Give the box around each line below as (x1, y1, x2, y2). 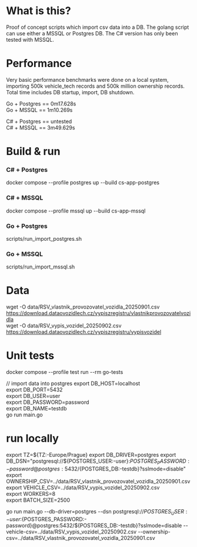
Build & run (6, 145, 61, 158)
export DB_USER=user (6, 393, 61, 400)
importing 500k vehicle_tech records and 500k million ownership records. (6, 82, 185, 89)
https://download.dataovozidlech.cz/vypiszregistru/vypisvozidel (6, 329, 162, 336)
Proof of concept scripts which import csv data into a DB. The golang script (6, 24, 189, 31)
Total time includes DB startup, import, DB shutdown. (6, 88, 135, 95)
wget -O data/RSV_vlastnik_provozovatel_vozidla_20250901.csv (6, 303, 160, 310)
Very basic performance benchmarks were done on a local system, (6, 76, 169, 83)
